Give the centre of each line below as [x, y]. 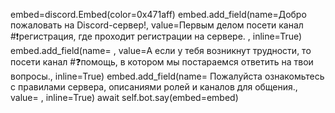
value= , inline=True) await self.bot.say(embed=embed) [124, 97]
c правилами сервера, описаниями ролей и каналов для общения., [154, 87]
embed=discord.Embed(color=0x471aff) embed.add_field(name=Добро [158, 14]
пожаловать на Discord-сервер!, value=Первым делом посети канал [157, 25]
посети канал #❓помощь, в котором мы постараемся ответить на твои [162, 62]
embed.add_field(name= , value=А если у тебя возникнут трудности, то [161, 50]
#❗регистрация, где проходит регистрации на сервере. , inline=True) [156, 36]
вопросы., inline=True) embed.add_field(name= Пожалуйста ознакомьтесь [167, 76]
